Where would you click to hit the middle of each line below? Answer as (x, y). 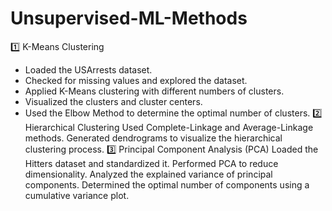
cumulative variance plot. (77, 195)
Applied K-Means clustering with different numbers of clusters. (154, 91)
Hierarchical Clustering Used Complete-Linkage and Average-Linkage (169, 127)
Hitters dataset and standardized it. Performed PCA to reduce (151, 163)
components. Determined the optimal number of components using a (167, 184)
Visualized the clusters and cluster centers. (113, 101)
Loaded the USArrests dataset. (88, 69)
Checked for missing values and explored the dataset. (136, 80)
